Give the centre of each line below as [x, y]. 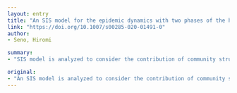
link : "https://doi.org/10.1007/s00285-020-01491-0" [86, 27]
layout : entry [28, 14]
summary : [20, 53]
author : [19, 33]
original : [22, 72]
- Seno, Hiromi [30, 40]
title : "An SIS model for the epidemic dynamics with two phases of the [116, 20]
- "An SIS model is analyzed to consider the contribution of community [116, 78]
